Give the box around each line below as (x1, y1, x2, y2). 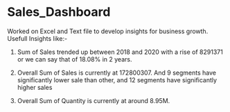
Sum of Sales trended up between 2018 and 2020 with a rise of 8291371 (17, 48, 223, 56)
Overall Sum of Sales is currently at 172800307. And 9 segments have (17, 68, 217, 77)
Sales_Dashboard (7, 4, 111, 20)
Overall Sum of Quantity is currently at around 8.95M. (17, 96, 170, 104)
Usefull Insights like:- (7, 34, 68, 42)
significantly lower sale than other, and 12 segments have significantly (17, 75, 217, 84)
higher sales (17, 83, 53, 91)
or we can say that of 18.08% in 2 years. (17, 55, 132, 63)
